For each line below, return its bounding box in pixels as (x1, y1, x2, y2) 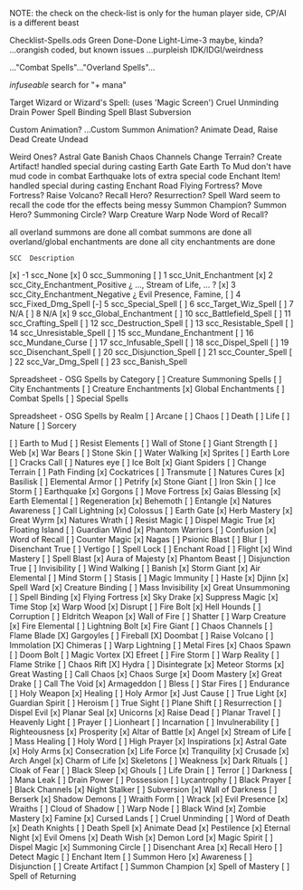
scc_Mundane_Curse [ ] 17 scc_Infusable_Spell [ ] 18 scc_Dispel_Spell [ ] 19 (9, 337, 289, 348)
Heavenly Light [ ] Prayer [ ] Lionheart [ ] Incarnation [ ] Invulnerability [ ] (9, 717, 279, 727)
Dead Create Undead (9, 134, 89, 144)
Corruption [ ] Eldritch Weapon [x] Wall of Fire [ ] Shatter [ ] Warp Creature (9, 611, 287, 621)
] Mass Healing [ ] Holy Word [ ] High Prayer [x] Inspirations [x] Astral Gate (9, 736, 288, 746)
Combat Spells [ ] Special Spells (9, 393, 129, 404)
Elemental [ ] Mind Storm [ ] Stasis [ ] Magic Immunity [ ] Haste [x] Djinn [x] (9, 572, 289, 583)
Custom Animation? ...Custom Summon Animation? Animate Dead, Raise (9, 124, 279, 135)
